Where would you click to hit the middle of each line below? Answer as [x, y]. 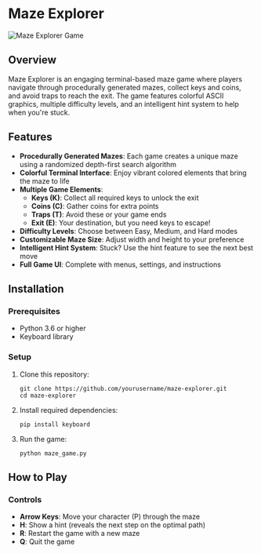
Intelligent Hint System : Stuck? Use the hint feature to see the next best [136, 247]
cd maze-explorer [48, 395]
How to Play [38, 477]
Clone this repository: [54, 374]
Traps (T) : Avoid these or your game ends [99, 214]
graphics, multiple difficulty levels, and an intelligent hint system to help [123, 104]
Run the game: [43, 439]
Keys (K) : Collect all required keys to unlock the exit [115, 198]
